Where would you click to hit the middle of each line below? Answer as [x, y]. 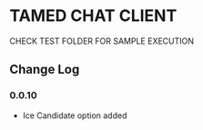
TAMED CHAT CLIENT [93, 16]
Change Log [45, 70]
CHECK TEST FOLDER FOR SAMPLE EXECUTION [101, 41]
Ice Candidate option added [75, 115]
